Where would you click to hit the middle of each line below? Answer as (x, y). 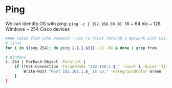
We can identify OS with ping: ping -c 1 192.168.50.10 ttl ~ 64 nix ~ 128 (83, 24)
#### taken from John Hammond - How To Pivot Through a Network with (81, 38)
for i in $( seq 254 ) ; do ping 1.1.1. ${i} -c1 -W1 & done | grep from (81, 48)
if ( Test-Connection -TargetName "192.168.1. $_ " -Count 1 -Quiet (86, 67)
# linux (14, 43)
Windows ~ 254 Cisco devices (38, 29)
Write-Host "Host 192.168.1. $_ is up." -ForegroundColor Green (92, 72)
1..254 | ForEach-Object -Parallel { (46, 62)
